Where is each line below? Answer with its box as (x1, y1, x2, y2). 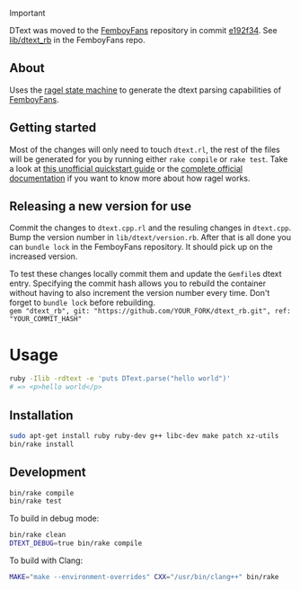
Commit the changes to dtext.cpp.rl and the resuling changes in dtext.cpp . (9, 222, 292, 233)
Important (9, 8, 46, 18)
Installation (9, 407, 74, 423)
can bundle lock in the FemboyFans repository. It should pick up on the (9, 242, 273, 253)
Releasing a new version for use (9, 199, 192, 214)
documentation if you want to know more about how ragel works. (9, 173, 251, 183)
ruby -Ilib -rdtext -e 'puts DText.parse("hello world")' (9, 374, 231, 383)
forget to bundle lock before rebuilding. (9, 297, 155, 308)
